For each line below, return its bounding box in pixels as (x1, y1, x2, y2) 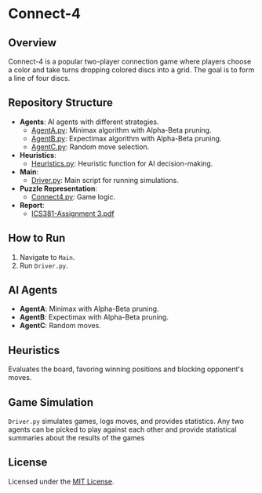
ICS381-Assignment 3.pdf (31, 209, 115, 218)
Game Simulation (8, 396, 94, 409)
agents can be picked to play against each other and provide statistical (8, 425, 237, 434)
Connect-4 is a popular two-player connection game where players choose (8, 57, 252, 66)
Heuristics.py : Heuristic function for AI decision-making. (31, 159, 213, 168)
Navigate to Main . (19, 252, 75, 261)
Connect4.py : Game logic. (31, 192, 116, 201)
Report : (19, 200, 45, 210)
